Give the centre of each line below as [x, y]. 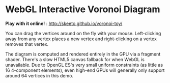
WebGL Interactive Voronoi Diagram [83, 9]
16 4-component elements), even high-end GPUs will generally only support [85, 70]
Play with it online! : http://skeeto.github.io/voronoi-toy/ [64, 23]
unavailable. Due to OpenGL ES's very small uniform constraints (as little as [84, 65]
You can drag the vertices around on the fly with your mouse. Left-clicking [83, 33]
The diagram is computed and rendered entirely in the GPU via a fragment [83, 54]
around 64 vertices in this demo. [39, 75]
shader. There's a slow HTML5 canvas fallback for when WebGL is [75, 59]
